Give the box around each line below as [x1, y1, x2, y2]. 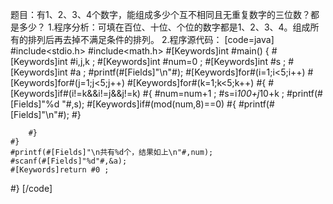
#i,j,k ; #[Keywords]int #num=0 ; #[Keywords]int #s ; [69, 56, 287, 67]
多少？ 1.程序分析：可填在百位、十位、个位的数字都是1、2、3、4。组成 [18, 21, 311, 33]
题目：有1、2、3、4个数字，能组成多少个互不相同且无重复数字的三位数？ [10, 9, 311, 20]
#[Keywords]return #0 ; [10, 165, 110, 175]
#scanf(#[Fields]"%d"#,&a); [10, 156, 128, 166]
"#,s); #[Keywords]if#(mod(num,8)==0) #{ [61, 98, 237, 110]
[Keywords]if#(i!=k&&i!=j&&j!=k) [10, 88, 141, 99]
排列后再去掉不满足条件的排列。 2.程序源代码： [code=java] [27, 34, 275, 45]
